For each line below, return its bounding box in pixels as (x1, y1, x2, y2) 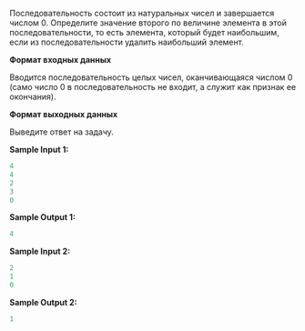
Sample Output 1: (9, 212, 76, 223)
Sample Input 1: (9, 145, 69, 155)
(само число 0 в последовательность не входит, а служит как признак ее (9, 82, 297, 92)
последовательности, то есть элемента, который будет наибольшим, (9, 27, 280, 37)
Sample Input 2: (9, 246, 71, 257)
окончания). (9, 91, 56, 102)
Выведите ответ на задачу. (9, 126, 114, 137)
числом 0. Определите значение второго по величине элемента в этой (9, 17, 287, 28)
